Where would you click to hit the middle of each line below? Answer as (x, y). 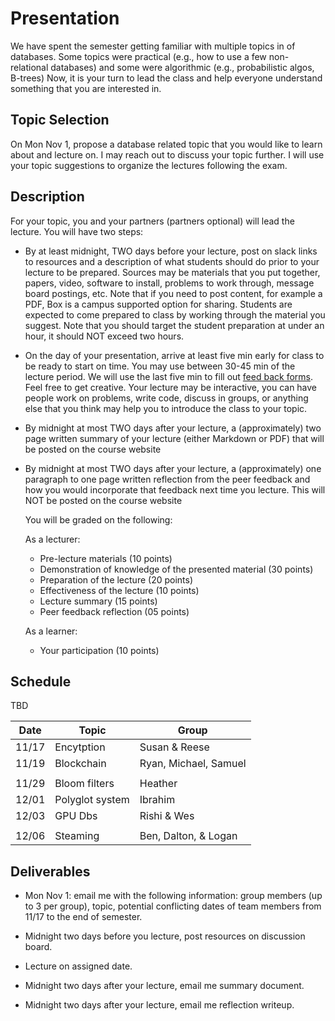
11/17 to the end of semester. (83, 917)
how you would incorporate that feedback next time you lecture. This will (175, 489)
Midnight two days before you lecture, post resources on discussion (165, 936)
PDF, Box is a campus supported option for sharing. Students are (158, 304)
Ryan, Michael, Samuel (193, 764)
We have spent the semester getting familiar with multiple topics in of (153, 46)
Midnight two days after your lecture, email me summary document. (164, 986)
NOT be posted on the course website (103, 500)
